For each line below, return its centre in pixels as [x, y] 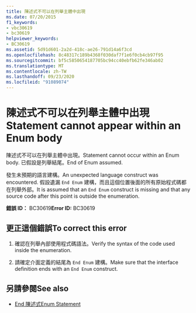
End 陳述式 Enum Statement [47, 304]
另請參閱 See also [37, 289]
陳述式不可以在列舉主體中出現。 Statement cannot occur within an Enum [93, 155]
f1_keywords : [22, 22]
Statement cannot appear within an [94, 126]
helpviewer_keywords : [32, 39]
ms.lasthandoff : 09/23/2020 [40, 77]
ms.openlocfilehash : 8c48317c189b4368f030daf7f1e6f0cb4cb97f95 [85, 55]
